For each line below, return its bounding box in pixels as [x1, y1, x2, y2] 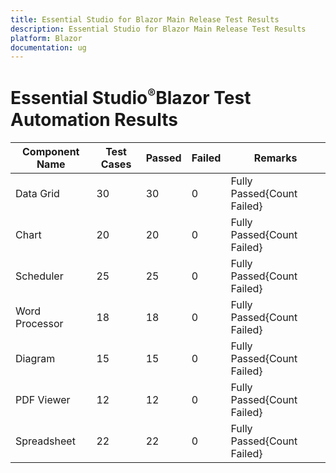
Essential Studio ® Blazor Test [10, 86, 252, 110]
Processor [15, 316, 64, 330]
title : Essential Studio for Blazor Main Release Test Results [10, 14, 280, 25]
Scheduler [15, 269, 64, 283]
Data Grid [15, 186, 60, 200]
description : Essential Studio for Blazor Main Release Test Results [10, 24, 307, 34]
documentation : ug [10, 42, 87, 53]
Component [21, 144, 80, 158]
